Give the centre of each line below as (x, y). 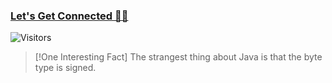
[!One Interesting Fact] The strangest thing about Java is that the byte (178, 57)
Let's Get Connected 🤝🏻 (69, 16)
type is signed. (65, 68)
